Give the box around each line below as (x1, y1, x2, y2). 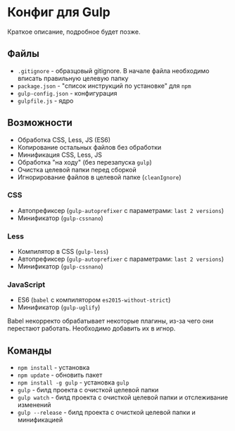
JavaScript (7, 280, 46, 290)
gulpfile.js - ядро (17, 96, 74, 105)
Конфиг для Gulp (7, 4, 110, 20)
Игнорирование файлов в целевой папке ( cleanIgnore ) (17, 173, 182, 181)
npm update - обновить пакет (17, 371, 103, 380)
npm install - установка (17, 364, 90, 372)
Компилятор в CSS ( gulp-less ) (17, 247, 109, 256)
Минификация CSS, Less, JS (17, 150, 102, 159)
